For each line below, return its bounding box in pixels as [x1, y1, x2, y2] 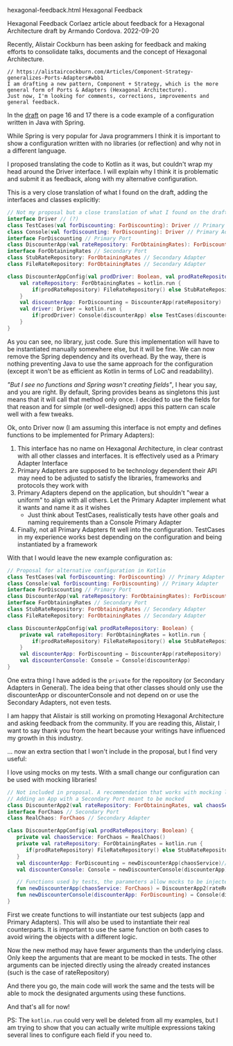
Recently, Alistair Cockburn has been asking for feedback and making [7, 40, 207, 48]
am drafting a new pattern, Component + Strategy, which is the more [13, 81, 218, 88]
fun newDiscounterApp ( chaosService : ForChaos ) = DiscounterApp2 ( [16, 885, 209, 892]
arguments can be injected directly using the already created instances [7, 961, 210, 969]
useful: [7, 754, 27, 763]
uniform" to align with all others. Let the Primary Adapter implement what [17, 496, 226, 504]
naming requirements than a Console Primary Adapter [27, 517, 182, 526]
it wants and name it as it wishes [17, 503, 111, 511]
